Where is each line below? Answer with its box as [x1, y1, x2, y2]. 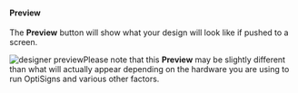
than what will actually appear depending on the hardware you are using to [9, 64, 290, 75]
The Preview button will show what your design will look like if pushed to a [9, 27, 289, 38]
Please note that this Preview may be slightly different [83, 54, 286, 65]
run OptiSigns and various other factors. [9, 73, 160, 85]
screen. [9, 37, 38, 48]
